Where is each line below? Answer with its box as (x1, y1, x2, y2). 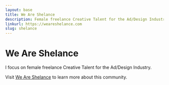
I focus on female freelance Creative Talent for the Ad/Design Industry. (5, 64, 152, 70)
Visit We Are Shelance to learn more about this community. (5, 74, 127, 80)
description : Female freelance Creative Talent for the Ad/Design (5, 17, 147, 22)
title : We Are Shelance (5, 12, 55, 17)
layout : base (5, 7, 33, 13)
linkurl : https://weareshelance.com (5, 21, 82, 27)
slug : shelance (5, 26, 37, 31)
